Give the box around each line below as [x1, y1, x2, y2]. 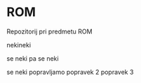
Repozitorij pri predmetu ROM [6, 27, 93, 36]
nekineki [6, 40, 32, 49]
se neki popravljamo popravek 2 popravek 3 [6, 68, 134, 76]
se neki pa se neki [6, 54, 59, 63]
